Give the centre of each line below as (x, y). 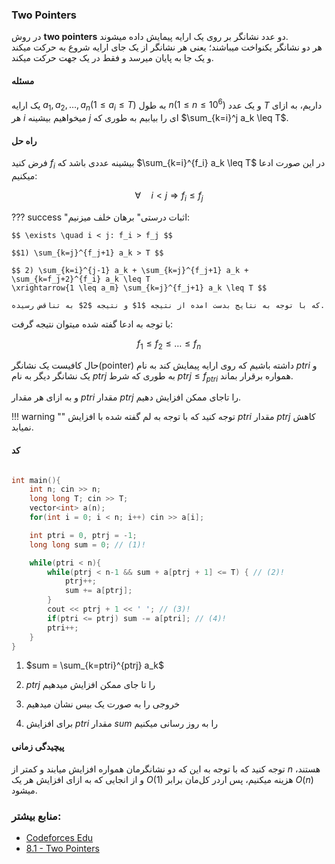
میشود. (24, 790)
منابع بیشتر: (36, 816)
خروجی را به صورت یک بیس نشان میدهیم (103, 704)
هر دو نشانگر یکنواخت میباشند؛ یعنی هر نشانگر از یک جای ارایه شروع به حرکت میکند (167, 47)
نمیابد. (22, 427)
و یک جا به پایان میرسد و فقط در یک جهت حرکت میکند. (112, 58)
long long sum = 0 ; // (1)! (87, 544)
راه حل (24, 140)
